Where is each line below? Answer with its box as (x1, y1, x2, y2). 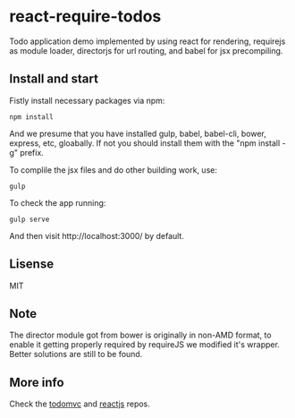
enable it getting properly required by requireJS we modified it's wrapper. (9, 339, 280, 350)
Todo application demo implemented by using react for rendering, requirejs (9, 36, 286, 47)
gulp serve (9, 215, 50, 224)
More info (9, 374, 64, 390)
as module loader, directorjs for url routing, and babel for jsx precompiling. (9, 45, 283, 55)
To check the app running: (9, 197, 106, 208)
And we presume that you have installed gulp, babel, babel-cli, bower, (9, 128, 266, 139)
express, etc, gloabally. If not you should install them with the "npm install (9, 137, 281, 149)
